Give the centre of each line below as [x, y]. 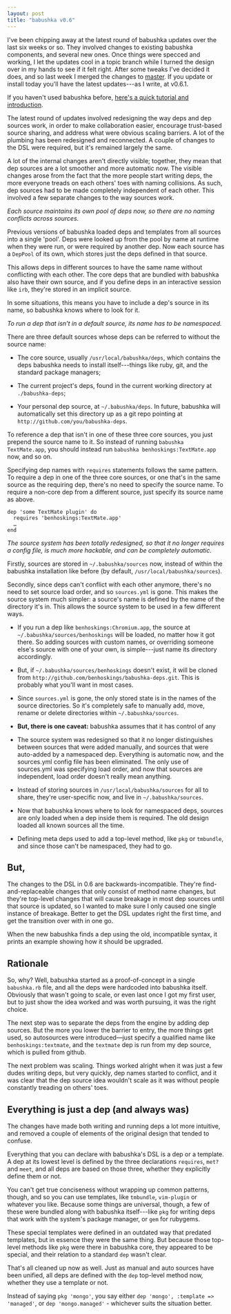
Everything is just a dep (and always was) [98, 1110]
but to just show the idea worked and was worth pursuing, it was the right [112, 1002]
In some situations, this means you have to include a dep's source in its [108, 302]
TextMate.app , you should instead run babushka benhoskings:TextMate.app [112, 449]
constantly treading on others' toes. [58, 1088]
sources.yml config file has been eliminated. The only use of [103, 761]
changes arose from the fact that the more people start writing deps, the [110, 175]
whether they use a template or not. [58, 1282]
